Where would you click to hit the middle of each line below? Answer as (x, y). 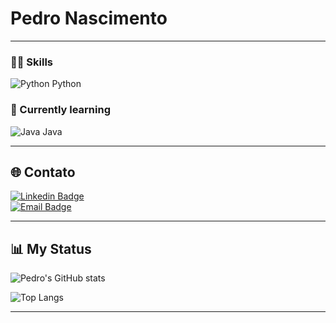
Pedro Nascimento (89, 18)
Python (66, 84)
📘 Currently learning (60, 110)
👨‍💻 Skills (32, 62)
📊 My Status (51, 248)
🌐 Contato (43, 172)
